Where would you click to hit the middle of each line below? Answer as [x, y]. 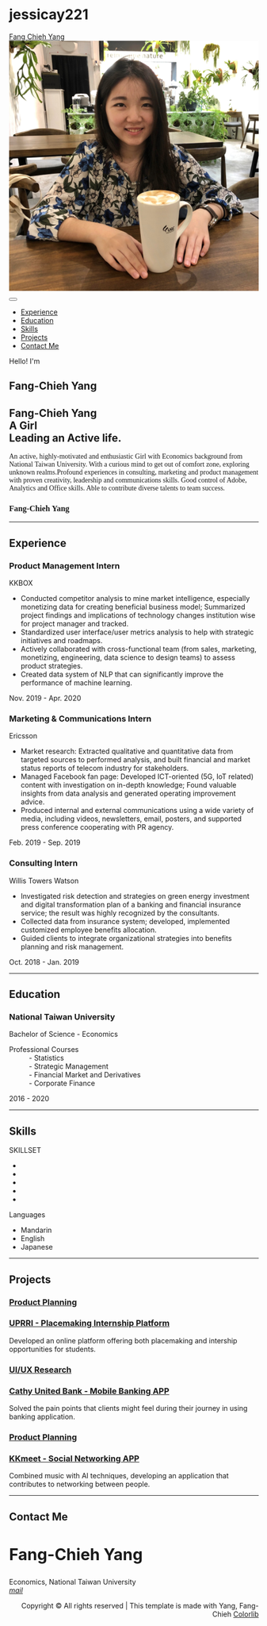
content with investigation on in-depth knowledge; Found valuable [128, 785]
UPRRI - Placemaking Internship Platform [89, 1324]
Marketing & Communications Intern [80, 719]
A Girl [23, 425]
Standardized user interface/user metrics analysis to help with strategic [137, 632]
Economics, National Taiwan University [73, 1582]
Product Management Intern [65, 565]
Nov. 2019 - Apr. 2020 [45, 698]
